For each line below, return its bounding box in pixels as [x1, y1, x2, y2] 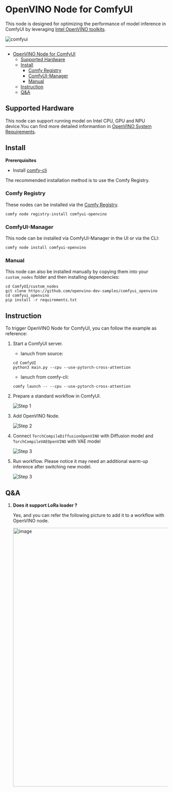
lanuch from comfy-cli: [20, 374, 69, 380]
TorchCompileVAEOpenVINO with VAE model [12, 438, 101, 444]
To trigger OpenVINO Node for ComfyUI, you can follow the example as [5, 325, 157, 331]
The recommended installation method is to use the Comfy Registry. [5, 177, 150, 183]
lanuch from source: [20, 351, 63, 357]
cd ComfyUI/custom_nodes [5, 284, 59, 289]
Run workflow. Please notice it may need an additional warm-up [12, 458, 148, 464]
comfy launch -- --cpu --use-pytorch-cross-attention [12, 384, 131, 389]
